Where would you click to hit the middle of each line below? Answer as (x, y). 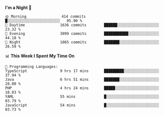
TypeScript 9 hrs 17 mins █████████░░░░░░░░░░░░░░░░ (82, 71)
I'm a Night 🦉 (18, 8)
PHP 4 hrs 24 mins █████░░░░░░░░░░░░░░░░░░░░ (82, 88)
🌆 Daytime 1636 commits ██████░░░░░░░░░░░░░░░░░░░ (82, 25)
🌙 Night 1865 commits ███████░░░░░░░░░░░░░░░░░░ (82, 42)
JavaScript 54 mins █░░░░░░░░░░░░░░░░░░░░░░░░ (82, 105)
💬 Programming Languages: (31, 67)
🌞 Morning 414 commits (45, 17)
